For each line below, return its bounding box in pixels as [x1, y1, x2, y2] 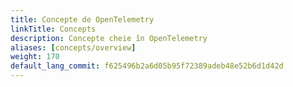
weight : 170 [10, 52, 60, 62]
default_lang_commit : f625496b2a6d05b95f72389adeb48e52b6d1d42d [10, 61, 284, 71]
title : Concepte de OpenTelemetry [10, 14, 155, 25]
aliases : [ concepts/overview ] [10, 42, 137, 53]
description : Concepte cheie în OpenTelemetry [10, 33, 208, 43]
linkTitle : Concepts [10, 24, 97, 34]
